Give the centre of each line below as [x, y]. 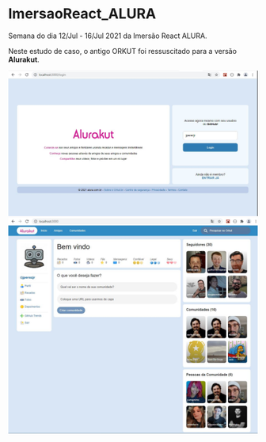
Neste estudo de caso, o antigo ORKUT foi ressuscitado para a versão [123, 51]
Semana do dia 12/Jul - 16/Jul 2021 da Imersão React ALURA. [108, 36]
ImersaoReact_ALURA [82, 14]
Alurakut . [24, 59]
